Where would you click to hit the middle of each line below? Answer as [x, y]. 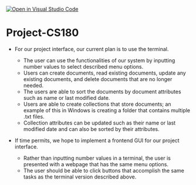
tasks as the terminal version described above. [80, 177]
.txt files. [34, 116]
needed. [33, 85]
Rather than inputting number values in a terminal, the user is [97, 158]
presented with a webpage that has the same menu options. [96, 164]
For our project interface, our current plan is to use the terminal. [92, 49]
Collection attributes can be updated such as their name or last [99, 123]
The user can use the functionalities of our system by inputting [99, 60]
